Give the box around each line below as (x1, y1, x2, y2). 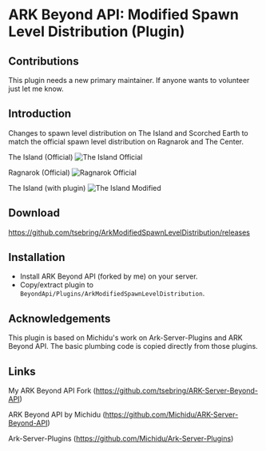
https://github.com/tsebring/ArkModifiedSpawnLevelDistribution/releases (8, 227, 250, 237)
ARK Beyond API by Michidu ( (8, 409, 105, 420)
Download (8, 206, 60, 220)
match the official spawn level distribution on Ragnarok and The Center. (8, 136, 244, 146)
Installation (8, 251, 66, 264)
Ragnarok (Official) (8, 168, 70, 177)
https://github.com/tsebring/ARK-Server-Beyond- (95, 386, 258, 396)
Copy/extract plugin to (19, 280, 94, 290)
